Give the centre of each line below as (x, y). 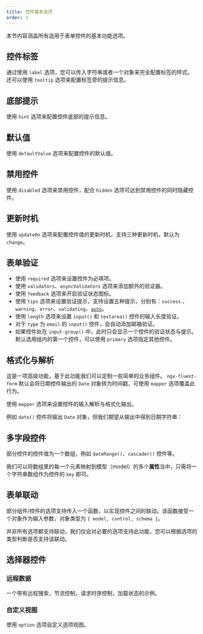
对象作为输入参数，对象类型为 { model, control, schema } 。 (87, 518)
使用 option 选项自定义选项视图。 (48, 624)
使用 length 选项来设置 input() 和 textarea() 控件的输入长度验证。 (99, 317)
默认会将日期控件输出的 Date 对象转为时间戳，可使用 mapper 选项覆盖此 (107, 383)
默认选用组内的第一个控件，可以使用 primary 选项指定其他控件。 (95, 339)
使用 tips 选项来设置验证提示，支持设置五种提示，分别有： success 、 (101, 302)
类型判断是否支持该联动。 (38, 539)
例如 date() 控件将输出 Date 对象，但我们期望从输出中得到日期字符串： (95, 417)
